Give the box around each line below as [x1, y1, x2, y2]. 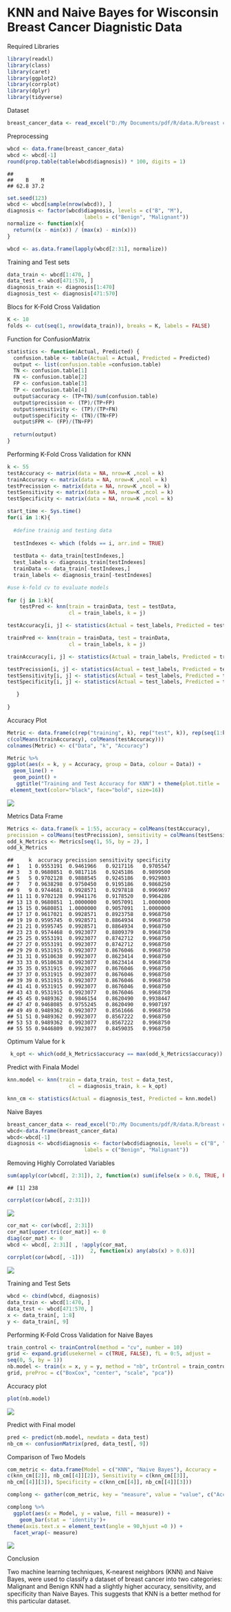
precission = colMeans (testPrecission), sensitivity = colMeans [7, 831, 195, 838]
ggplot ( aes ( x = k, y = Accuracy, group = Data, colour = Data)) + [7, 761, 201, 768]
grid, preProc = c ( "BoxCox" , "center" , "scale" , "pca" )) [7, 1370, 174, 1377]
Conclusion [7, 1554, 40, 1562]
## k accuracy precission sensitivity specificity [7, 857, 170, 864]
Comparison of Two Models [7, 1452, 86, 1461]
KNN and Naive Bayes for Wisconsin [7, 5, 219, 21]
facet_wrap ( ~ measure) [13, 1529, 78, 1536]
